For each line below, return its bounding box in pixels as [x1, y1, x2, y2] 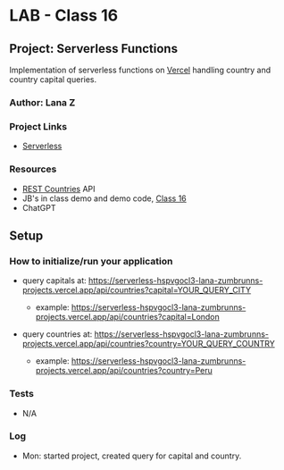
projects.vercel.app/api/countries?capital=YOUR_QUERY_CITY [21, 285, 252, 296]
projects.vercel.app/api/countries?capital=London [35, 312, 221, 323]
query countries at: [21, 329, 93, 340]
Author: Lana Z [9, 96, 76, 108]
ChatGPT [21, 202, 56, 213]
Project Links [9, 120, 68, 132]
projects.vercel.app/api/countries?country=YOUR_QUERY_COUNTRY [21, 339, 275, 349]
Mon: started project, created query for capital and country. [21, 450, 242, 461]
